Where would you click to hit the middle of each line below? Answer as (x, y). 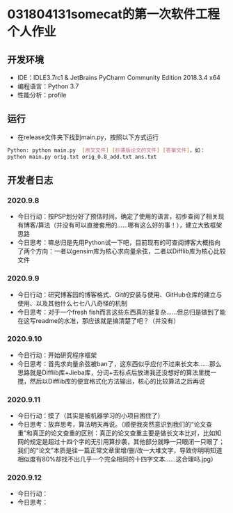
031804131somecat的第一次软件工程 (114, 14)
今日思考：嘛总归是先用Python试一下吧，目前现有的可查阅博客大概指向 (119, 243)
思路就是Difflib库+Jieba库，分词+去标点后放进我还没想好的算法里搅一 (117, 372)
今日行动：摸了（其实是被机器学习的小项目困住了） (90, 416)
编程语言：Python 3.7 (48, 86)
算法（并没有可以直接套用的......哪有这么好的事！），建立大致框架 (130, 225)
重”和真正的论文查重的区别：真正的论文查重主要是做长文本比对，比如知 (119, 433)
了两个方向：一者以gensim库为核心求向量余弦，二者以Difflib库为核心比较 (121, 251)
